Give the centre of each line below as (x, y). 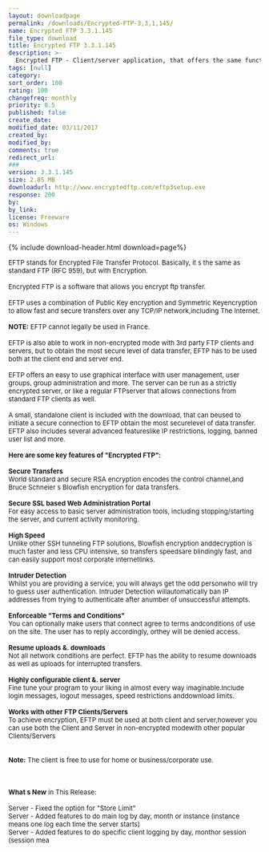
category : (25, 75)
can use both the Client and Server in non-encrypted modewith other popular (127, 728)
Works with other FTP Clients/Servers (68, 712)
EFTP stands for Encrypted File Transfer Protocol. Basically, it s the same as (124, 263)
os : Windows (28, 225)
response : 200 (32, 195)
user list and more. (37, 439)
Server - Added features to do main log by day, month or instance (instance (124, 816)
